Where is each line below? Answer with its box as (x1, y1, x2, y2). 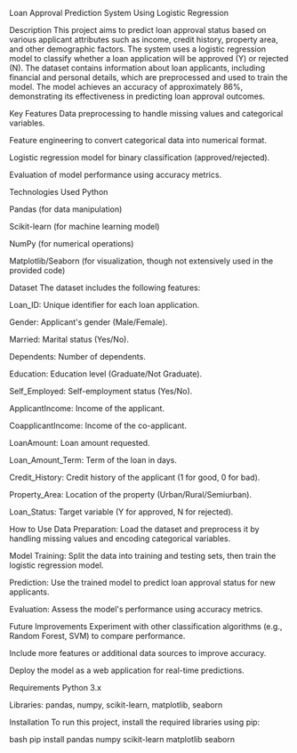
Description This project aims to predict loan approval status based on (9, 25, 267, 35)
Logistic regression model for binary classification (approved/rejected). (9, 152, 270, 163)
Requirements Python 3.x (9, 683, 102, 692)
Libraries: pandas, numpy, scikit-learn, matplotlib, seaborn (9, 700, 223, 710)
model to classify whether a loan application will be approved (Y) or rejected (9, 53, 289, 63)
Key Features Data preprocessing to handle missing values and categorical (9, 109, 284, 118)
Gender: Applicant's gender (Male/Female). (9, 317, 168, 328)
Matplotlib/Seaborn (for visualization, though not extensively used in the (9, 255, 274, 266)
